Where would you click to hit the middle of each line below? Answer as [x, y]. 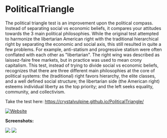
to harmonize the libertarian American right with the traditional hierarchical [82, 39]
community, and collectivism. [35, 92]
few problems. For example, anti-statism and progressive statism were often [84, 49]
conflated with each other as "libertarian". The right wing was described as [82, 55]
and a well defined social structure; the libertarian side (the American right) [82, 81]
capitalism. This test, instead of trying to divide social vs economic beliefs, [82, 65]
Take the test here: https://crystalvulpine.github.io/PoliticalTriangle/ [74, 101]
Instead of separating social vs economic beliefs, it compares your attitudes [83, 28]
